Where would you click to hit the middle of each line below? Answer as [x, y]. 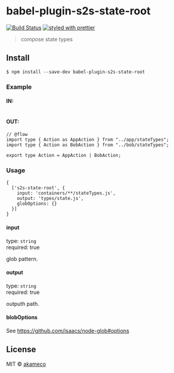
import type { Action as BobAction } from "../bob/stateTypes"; [88, 145]
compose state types [47, 39]
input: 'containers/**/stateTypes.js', [66, 193]
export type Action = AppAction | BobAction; [63, 156]
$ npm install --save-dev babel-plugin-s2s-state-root [76, 72]
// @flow [17, 135]
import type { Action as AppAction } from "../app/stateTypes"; [88, 140]
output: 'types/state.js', [50, 199]
